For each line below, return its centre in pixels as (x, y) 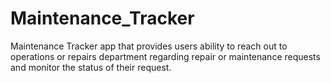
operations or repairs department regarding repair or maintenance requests (165, 56)
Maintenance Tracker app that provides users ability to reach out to (149, 46)
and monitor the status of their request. (91, 67)
